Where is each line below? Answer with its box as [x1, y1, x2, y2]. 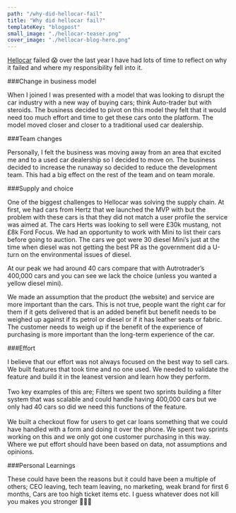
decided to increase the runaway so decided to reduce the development [7, 163, 218, 171]
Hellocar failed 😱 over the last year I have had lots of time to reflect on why [7, 56, 228, 64]
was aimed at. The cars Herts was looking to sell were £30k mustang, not [7, 220, 221, 229]
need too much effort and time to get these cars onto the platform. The [7, 114, 213, 122]
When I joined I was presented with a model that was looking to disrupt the [7, 91, 225, 99]
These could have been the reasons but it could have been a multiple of [7, 475, 216, 483]
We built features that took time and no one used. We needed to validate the [7, 365, 229, 374]
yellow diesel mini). [7, 279, 64, 288]
